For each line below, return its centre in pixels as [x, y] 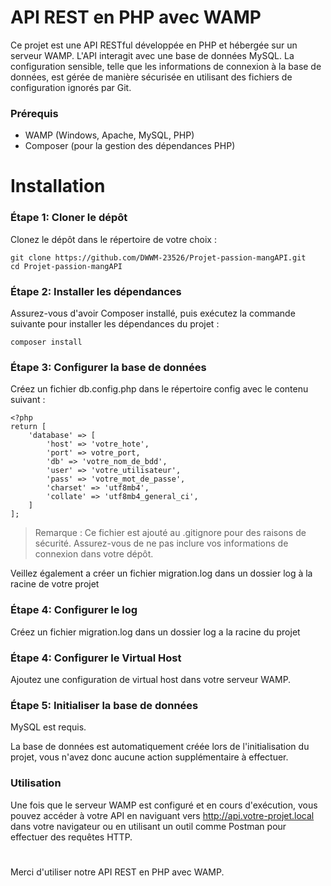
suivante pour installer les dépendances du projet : [115, 324]
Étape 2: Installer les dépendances [96, 291]
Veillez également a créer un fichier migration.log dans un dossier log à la [161, 573]
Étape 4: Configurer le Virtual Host [96, 658]
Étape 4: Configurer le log [74, 610]
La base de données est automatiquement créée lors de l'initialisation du [160, 747]
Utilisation [36, 783]
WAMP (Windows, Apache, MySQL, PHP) [109, 135]
